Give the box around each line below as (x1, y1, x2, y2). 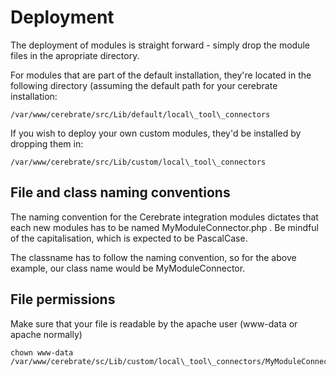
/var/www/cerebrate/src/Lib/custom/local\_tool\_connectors (10, 157, 267, 167)
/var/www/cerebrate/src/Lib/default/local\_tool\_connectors (10, 109, 271, 120)
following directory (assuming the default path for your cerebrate (10, 79, 278, 91)
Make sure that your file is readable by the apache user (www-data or (10, 317, 298, 330)
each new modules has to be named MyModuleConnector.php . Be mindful (10, 221, 319, 233)
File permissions (10, 291, 116, 308)
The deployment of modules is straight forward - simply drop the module (10, 39, 311, 51)
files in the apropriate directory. (10, 49, 140, 61)
